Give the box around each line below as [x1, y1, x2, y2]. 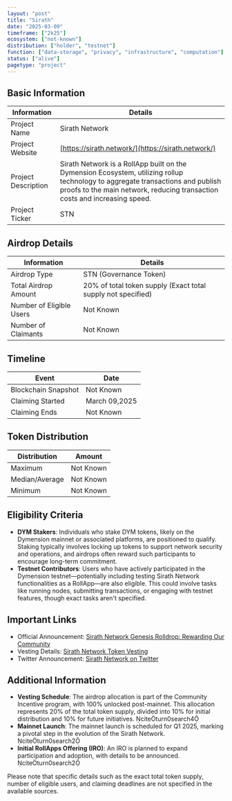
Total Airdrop [10, 281, 53, 291]
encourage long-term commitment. [17, 557, 117, 565]
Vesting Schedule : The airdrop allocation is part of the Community [17, 693, 207, 701]
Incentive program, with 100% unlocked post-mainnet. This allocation [17, 700, 215, 708]
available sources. [7, 787, 59, 795]
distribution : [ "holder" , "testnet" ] [7, 42, 116, 49]
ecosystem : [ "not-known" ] [7, 36, 81, 43]
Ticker [10, 214, 32, 224]
